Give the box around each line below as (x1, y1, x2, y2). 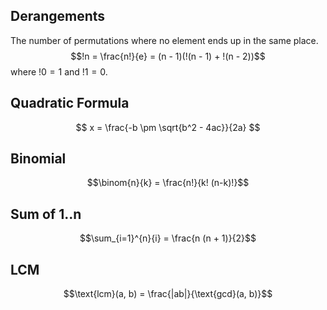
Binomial (10, 150, 67, 168)
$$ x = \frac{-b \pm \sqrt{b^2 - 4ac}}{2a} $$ (75, 121, 261, 133)
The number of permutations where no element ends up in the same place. (10, 34, 319, 46)
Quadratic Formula (10, 95, 130, 112)
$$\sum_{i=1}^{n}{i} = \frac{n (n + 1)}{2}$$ (79, 232, 257, 244)
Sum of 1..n (10, 205, 82, 223)
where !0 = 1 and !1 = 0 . (10, 65, 108, 78)
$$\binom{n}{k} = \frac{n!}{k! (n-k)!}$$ (86, 177, 250, 189)
